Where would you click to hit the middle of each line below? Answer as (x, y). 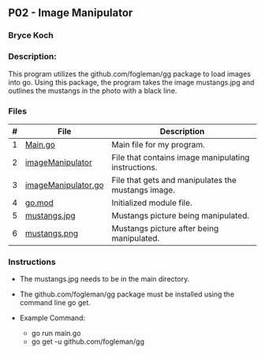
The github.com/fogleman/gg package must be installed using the (127, 294)
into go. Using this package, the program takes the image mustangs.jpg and (131, 82)
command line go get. (55, 303)
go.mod (39, 203)
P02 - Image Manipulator (71, 13)
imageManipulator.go (64, 184)
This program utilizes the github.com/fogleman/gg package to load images (129, 73)
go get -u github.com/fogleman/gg (88, 341)
